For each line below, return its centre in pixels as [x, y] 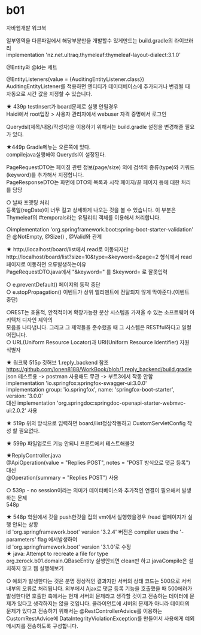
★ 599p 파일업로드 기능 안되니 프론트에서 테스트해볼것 [70, 443]
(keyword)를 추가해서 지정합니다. [45, 174]
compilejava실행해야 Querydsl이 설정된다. [56, 154]
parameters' [21, 539]
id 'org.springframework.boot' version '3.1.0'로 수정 [69, 547]
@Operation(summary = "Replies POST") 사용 [62, 477]
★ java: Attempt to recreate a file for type [57, 553]
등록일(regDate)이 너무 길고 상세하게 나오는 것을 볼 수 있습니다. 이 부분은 [91, 210]
